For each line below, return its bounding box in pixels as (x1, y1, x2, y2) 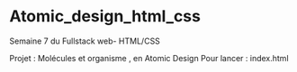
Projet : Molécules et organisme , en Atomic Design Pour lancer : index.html (9, 52, 290, 63)
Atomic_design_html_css (9, 6, 201, 27)
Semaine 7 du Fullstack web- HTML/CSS (9, 36, 160, 46)
